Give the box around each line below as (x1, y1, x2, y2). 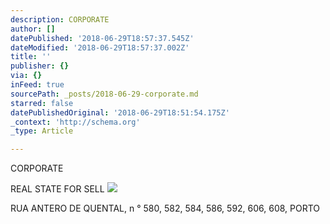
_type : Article (10, 126, 74, 136)
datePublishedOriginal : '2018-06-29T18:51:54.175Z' (10, 107, 230, 118)
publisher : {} (10, 61, 70, 71)
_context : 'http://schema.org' (10, 117, 141, 127)
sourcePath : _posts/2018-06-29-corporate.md (10, 89, 199, 99)
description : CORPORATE (10, 14, 110, 25)
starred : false (10, 98, 74, 108)
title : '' (10, 52, 52, 62)
